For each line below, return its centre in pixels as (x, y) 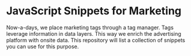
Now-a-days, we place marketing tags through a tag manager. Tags (90, 27)
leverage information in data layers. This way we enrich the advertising (94, 33)
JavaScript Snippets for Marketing (94, 11)
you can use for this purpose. (43, 46)
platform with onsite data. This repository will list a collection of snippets (96, 40)
